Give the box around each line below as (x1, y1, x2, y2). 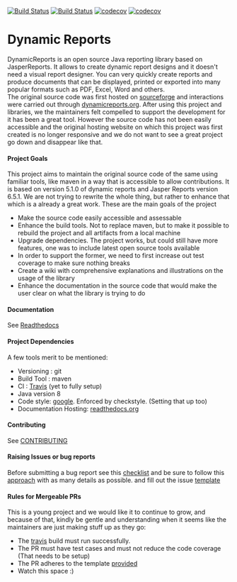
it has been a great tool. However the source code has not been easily (7, 115, 212, 123)
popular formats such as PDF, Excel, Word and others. (7, 85, 165, 94)
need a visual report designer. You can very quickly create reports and (7, 69, 213, 78)
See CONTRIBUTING (7, 436, 68, 444)
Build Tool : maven (17, 374, 72, 383)
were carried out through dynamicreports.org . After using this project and (7, 100, 222, 108)
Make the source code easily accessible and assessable (17, 213, 182, 223)
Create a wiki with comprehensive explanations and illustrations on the (17, 267, 224, 275)
